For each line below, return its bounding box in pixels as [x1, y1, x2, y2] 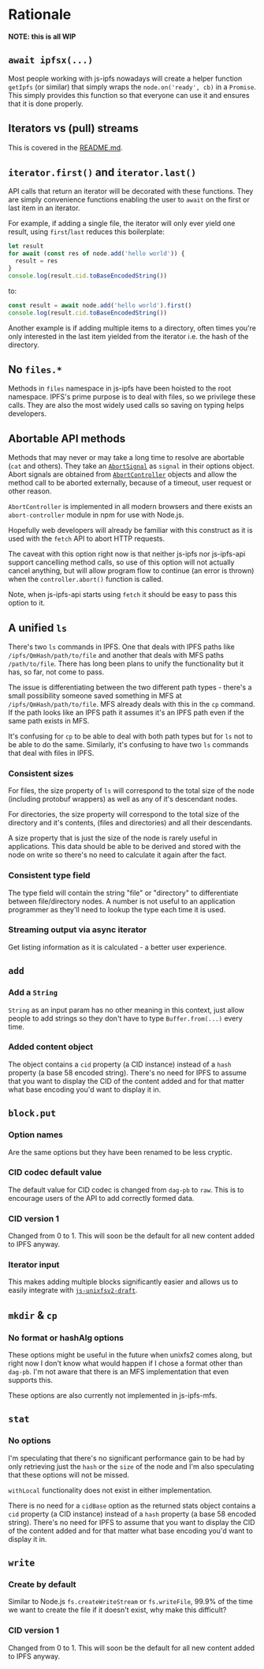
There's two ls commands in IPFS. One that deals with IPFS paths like [8, 642, 235, 651]
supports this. [8, 1376, 54, 1385]
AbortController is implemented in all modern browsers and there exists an [8, 502, 253, 512]
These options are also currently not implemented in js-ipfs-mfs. [8, 1391, 218, 1400]
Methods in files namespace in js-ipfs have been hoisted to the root [8, 383, 232, 393]
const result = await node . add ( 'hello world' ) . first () [8, 301, 192, 309]
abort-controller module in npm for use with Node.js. [8, 510, 184, 519]
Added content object [8, 1041, 94, 1052]
